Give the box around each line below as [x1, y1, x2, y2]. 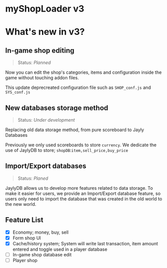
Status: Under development [17, 117, 75, 123]
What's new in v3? [5, 26, 85, 38]
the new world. [5, 201, 36, 207]
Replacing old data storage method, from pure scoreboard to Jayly [5, 127, 144, 133]
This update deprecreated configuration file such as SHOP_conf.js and [5, 84, 151, 91]
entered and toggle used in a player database [12, 246, 108, 252]
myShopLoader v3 [5, 3, 85, 15]
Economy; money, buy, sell [12, 229, 69, 235]
